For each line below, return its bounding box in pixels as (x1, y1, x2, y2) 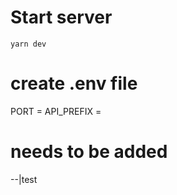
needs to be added (10, 141, 168, 163)
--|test (10, 173, 38, 185)
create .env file (10, 72, 138, 95)
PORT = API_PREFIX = (10, 105, 102, 117)
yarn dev (10, 39, 47, 49)
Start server (10, 6, 113, 29)
